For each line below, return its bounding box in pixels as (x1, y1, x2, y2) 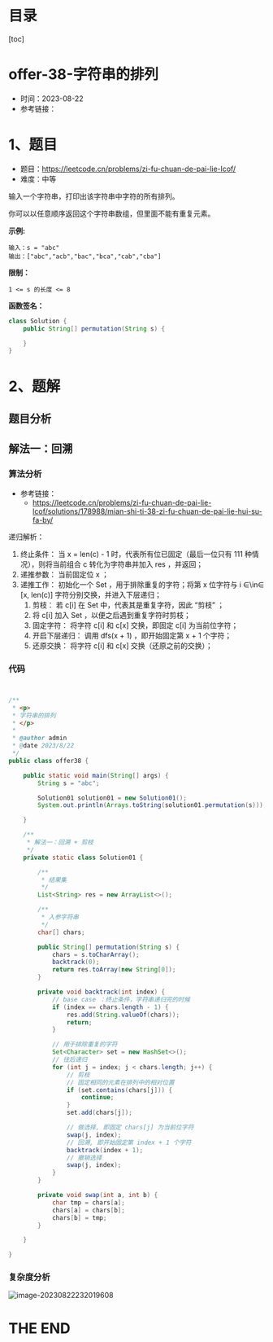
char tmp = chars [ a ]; (51, 1198, 126, 1207)
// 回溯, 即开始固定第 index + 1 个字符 (66, 1138, 192, 1147)
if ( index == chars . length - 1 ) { (51, 1002, 169, 1011)
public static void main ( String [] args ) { (23, 771, 169, 779)
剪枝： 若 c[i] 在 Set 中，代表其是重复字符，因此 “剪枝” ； (32, 599, 225, 610)
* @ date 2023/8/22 (11, 742, 75, 750)
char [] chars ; (37, 928, 85, 936)
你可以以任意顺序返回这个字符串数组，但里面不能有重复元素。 (8, 208, 215, 218)
